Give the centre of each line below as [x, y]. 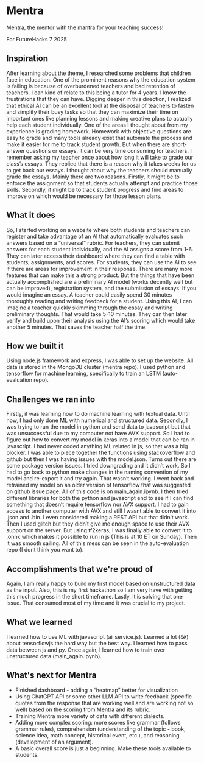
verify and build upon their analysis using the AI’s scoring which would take [101, 320]
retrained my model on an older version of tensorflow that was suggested [98, 485]
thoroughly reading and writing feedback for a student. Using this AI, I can [99, 301]
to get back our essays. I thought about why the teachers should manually [99, 170]
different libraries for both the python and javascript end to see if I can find [100, 498]
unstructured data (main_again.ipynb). [54, 656]
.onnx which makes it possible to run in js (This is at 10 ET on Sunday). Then [101, 537]
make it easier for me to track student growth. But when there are [88, 144]
